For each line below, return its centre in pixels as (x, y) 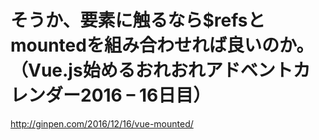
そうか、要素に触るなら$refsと (138, 20)
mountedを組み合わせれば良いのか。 (162, 45)
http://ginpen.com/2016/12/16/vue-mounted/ (102, 123)
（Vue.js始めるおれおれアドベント (151, 70)
